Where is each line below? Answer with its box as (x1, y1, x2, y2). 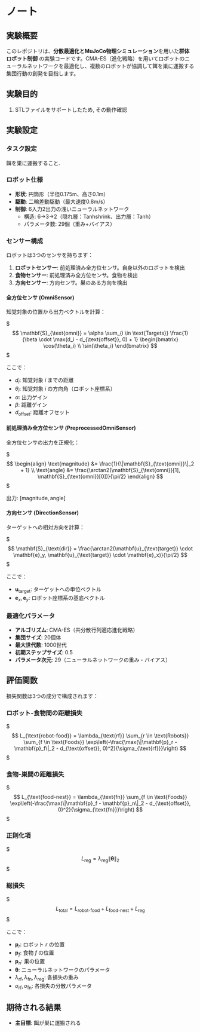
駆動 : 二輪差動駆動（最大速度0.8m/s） (14, 198, 109, 205)
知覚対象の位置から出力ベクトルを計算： (6, 308, 106, 316)
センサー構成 (6, 237, 44, 245)
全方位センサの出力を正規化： (6, 439, 79, 446)
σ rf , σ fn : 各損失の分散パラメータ (14, 982, 93, 991)
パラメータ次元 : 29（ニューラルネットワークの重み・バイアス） (14, 656, 171, 663)
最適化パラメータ (6, 611, 56, 620)
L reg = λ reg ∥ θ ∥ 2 (81, 855, 119, 863)
